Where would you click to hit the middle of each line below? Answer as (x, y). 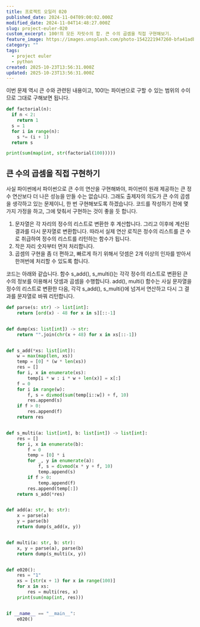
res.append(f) (45, 412)
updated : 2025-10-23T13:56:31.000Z (50, 73)
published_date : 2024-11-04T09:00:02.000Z (60, 17)
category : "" (22, 45)
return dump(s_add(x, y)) (49, 527)
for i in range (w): (41, 389)
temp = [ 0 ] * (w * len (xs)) (51, 362)
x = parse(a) (33, 516)
